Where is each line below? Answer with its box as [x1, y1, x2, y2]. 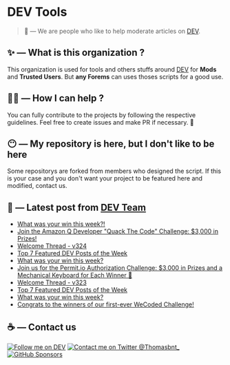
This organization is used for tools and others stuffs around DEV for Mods [7, 65, 217, 73]
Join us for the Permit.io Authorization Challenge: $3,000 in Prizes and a [17, 264, 222, 272]
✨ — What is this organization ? [7, 47, 145, 59]
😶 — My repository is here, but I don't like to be [7, 138, 215, 149]
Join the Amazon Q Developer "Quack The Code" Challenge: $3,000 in [17, 227, 219, 236]
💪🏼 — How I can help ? [7, 92, 105, 104]
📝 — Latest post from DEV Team [7, 201, 147, 213]
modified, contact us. [7, 182, 67, 190]
